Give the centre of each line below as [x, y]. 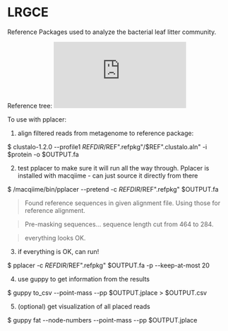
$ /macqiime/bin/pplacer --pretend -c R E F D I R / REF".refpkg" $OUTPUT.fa [113, 189]
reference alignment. [55, 210]
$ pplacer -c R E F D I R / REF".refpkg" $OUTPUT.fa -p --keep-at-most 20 [109, 265]
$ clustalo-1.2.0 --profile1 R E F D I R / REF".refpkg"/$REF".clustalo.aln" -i [107, 146]
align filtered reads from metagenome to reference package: [106, 133]
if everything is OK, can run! [58, 251]
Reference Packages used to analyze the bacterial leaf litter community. [112, 32]
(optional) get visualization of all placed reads [84, 306]
